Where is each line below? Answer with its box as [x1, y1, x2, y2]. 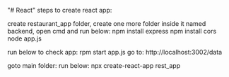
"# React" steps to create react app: [7, 6, 112, 14]
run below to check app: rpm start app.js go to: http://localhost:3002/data [7, 48, 223, 56]
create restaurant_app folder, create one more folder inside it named [7, 20, 206, 27]
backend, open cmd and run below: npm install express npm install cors [7, 27, 217, 35]
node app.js [7, 34, 42, 43]
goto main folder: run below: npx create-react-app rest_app [7, 62, 181, 69]
